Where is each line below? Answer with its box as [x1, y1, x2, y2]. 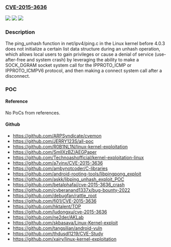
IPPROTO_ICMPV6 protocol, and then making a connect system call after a [5, 68, 162, 74]
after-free [5, 56, 26, 62]
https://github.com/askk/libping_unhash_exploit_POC [12, 176, 125, 182]
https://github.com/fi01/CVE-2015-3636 [12, 198, 97, 204]
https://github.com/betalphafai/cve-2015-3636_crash [12, 182, 125, 188]
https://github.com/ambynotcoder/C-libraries [12, 165, 108, 171]
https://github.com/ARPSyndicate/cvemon [12, 132, 102, 139]
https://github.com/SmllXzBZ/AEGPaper [12, 149, 97, 155]
